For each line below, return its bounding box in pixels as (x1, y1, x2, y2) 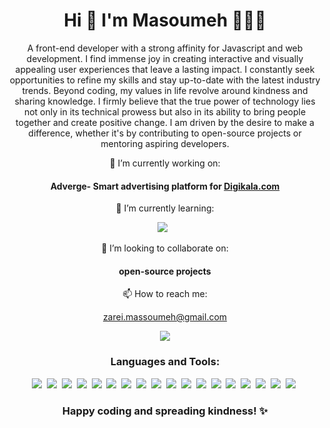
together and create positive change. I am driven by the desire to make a (15, 116, 315, 128)
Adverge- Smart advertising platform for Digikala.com (50, 180, 280, 192)
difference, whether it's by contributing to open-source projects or (28, 127, 302, 139)
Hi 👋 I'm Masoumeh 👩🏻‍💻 (63, 9, 267, 32)
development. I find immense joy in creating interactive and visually (26, 52, 304, 64)
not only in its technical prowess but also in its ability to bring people (23, 105, 307, 118)
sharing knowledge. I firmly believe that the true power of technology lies (14, 95, 316, 107)
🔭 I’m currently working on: (109, 157, 221, 169)
